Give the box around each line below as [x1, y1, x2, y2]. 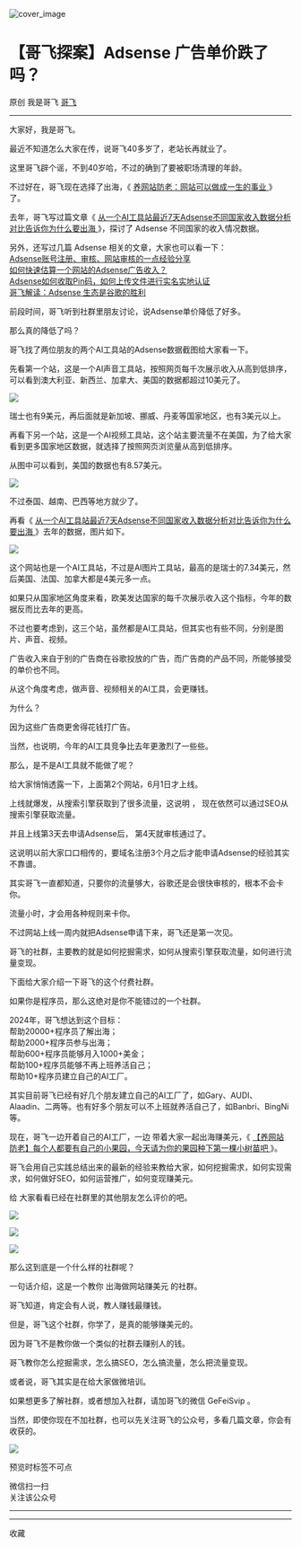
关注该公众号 [9, 1491, 56, 1502]
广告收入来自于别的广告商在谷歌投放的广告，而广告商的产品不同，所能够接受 [9, 652, 292, 664]
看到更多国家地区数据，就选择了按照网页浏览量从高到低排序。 [9, 440, 237, 451]
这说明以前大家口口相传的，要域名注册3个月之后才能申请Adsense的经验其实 [9, 847, 290, 858]
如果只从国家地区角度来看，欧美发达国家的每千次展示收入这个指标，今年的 [9, 592, 284, 603]
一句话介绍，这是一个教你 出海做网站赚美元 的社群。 [9, 1280, 202, 1291]
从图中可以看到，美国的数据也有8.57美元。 [9, 459, 168, 471]
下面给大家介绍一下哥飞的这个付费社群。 [9, 976, 159, 987]
